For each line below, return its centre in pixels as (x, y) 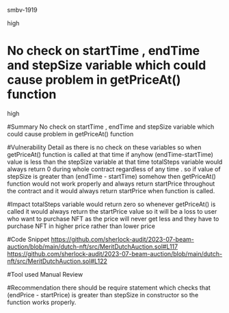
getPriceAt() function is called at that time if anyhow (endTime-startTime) (110, 154)
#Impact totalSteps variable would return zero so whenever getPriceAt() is (111, 204)
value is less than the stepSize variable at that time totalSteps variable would (115, 162)
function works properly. (42, 302)
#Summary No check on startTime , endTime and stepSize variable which (111, 127)
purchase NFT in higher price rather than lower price (81, 226)
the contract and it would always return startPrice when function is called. (111, 190)
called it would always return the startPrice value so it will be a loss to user (112, 211)
